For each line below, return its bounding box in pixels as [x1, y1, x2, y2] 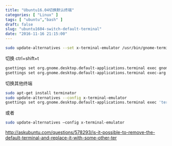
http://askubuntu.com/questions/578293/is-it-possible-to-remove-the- [5, 129, 155, 136]
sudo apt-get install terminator [5, 90, 77, 95]
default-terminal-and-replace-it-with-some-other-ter [5, 135, 117, 141]
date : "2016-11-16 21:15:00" [5, 31, 68, 36]
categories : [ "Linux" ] [5, 12, 58, 17]
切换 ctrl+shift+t [5, 55, 39, 61]
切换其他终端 [5, 80, 32, 86]
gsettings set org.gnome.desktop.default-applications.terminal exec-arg [5, 70, 166, 75]
